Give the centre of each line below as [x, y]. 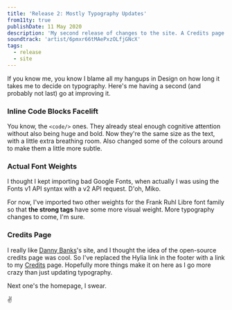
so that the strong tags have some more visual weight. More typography [111, 209]
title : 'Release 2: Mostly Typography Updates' [77, 14]
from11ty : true [29, 20]
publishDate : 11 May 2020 [44, 26]
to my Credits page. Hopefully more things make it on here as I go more [109, 265]
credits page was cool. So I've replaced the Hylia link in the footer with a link [116, 257]
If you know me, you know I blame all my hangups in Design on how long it [114, 78]
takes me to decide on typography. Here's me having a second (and [104, 86]
